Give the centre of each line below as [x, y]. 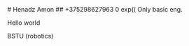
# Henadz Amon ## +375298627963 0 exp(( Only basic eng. [95, 9]
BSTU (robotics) [30, 36]
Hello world [24, 23]
